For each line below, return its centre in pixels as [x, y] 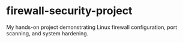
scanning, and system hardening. [47, 33]
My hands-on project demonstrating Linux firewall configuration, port [92, 27]
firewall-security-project [69, 11]
